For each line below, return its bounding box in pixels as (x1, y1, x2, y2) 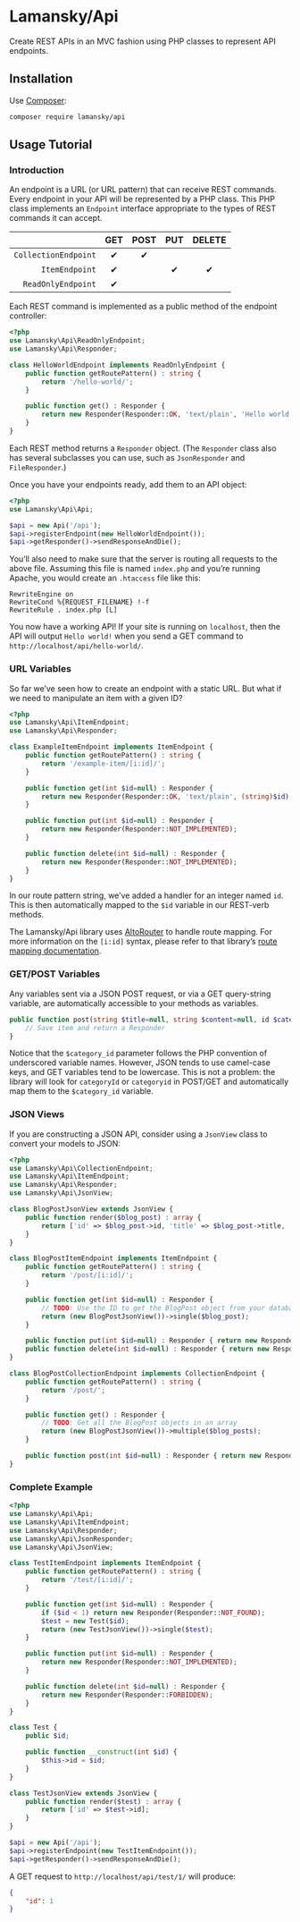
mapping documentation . (9, 945, 102, 956)
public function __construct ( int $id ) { (25, 1748, 178, 1757)
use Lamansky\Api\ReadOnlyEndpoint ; (9, 336, 146, 345)
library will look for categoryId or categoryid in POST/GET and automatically (9, 1076, 288, 1088)
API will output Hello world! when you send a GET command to (9, 631, 244, 641)
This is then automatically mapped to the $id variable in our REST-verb (9, 900, 270, 910)
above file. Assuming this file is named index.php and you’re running (9, 563, 261, 574)
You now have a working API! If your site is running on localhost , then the (9, 622, 281, 632)
